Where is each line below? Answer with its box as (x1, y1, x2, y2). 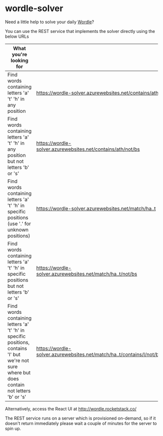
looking (10, 57, 29, 63)
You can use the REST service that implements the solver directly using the (5, 28, 155, 34)
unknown (7, 226, 29, 233)
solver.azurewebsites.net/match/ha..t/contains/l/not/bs (36, 351, 162, 358)
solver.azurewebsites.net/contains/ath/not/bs (36, 146, 140, 153)
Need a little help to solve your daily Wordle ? (5, 19, 95, 25)
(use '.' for (7, 220, 32, 227)
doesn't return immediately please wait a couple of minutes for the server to (5, 420, 157, 426)
